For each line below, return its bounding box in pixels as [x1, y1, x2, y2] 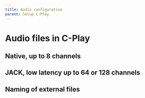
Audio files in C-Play [5, 33, 90, 44]
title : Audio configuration [5, 7, 63, 12]
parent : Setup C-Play [5, 12, 49, 17]
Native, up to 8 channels [5, 52, 81, 60]
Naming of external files [5, 85, 80, 93]
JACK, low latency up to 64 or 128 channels [5, 69, 141, 77]
